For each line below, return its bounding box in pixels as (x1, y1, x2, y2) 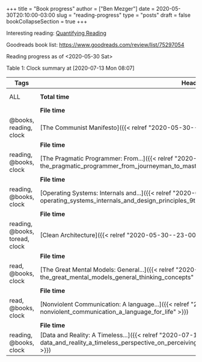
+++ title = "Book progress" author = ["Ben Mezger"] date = (6, 5, 155, 12)
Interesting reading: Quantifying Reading (6, 29, 107, 37)
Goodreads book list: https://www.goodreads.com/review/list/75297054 (6, 41, 185, 48)
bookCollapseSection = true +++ (6, 18, 88, 25)
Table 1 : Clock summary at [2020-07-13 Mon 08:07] (6, 64, 135, 72)
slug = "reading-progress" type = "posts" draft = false (56, 11, 191, 19)
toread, (9, 235, 29, 243)
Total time (40, 93, 70, 101)
